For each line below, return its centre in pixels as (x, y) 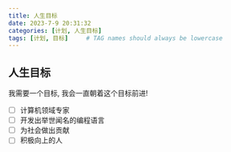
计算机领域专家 (45, 110)
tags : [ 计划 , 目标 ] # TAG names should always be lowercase (115, 38)
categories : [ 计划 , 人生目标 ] (55, 30)
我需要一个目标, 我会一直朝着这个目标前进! (78, 94)
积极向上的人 (41, 140)
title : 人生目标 (33, 16)
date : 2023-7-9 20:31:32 (50, 23)
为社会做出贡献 (45, 130)
